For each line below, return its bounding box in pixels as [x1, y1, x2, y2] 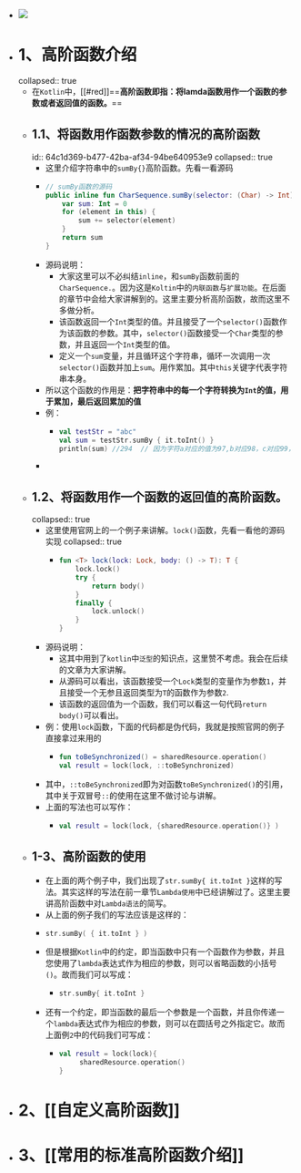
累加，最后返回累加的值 [53, 396, 142, 406]
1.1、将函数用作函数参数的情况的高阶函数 [31, 127, 261, 142]
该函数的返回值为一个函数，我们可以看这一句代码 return [58, 698, 267, 710]
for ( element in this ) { [62, 208, 156, 217]
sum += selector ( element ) [77, 216, 176, 225]
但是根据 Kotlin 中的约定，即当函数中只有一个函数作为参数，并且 [45, 946, 286, 957]
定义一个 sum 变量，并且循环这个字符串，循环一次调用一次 [58, 350, 271, 361]
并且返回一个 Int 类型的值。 [75, 338, 176, 350]
